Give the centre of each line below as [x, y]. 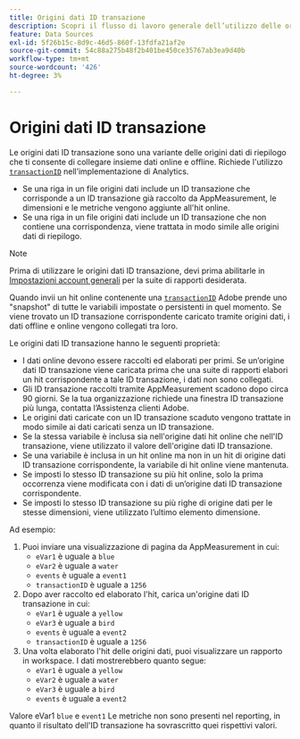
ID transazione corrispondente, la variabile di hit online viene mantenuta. [155, 464]
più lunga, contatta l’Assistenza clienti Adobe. [105, 408]
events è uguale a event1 [81, 575]
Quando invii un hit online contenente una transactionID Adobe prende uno [148, 297]
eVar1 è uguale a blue [75, 556]
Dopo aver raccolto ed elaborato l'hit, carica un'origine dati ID [136, 594]
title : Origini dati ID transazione [77, 17]
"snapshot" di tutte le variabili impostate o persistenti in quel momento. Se [146, 307]
